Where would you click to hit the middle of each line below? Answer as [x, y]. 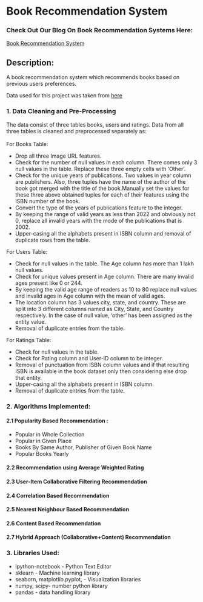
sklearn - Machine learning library [57, 573]
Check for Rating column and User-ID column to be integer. [89, 358]
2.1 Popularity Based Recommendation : [57, 421]
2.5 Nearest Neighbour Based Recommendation [68, 509]
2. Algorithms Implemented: [48, 406]
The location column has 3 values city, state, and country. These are [100, 302]
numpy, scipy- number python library [61, 586]
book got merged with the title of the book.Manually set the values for [102, 188]
